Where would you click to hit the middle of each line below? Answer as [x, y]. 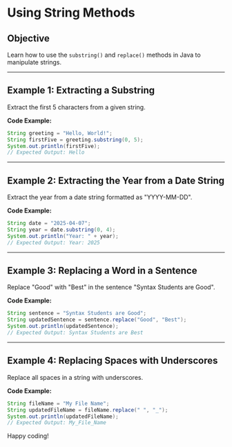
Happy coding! [28, 436]
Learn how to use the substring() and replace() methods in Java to [104, 55]
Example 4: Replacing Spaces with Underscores [113, 361]
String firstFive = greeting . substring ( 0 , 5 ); [75, 140]
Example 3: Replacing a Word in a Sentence [102, 271]
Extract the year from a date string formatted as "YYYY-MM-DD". [100, 197]
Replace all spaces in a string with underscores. [75, 377]
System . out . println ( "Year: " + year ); [63, 236]
